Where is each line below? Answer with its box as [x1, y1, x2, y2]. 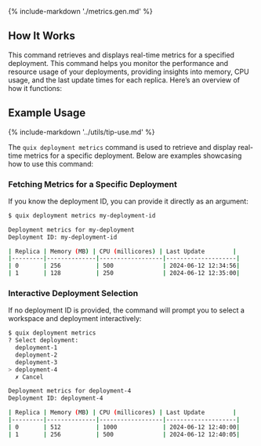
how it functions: [8, 83, 63, 93]
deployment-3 [15, 358, 58, 366]
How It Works [8, 29, 76, 42]
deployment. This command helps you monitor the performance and [8, 58, 229, 68]
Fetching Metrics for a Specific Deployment [8, 178, 178, 189]
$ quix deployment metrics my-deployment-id [8, 211, 156, 219]
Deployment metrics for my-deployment [8, 225, 135, 234]
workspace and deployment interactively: [8, 314, 142, 324]
